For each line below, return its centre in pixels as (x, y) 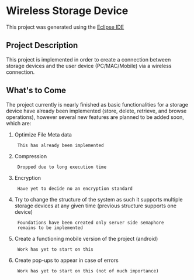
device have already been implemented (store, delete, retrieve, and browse (96, 111)
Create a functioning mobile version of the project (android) (86, 238)
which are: (19, 123)
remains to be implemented (50, 228)
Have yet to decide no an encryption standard (75, 189)
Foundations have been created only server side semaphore (91, 223)
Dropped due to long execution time (62, 167)
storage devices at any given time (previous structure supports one (96, 206)
